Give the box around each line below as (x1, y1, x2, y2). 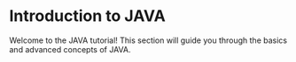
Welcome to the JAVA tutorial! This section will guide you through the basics (9, 35, 288, 45)
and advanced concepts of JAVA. (9, 44, 131, 54)
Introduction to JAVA (9, 6, 166, 26)
